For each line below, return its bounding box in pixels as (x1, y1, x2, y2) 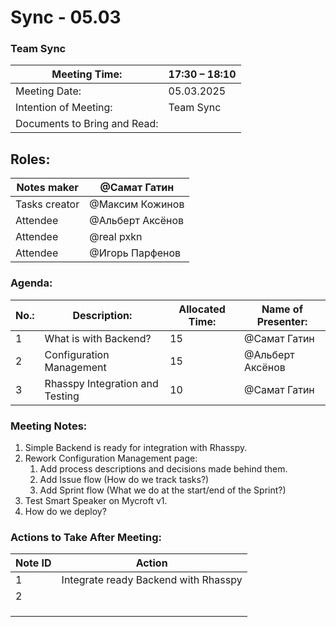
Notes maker (16, 181, 79, 195)
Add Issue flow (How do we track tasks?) (39, 473, 210, 485)
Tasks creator (15, 197, 80, 211)
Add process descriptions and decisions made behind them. (39, 462, 288, 475)
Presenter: (256, 314, 308, 328)
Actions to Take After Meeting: (10, 530, 163, 544)
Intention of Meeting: (15, 101, 113, 115)
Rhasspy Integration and (44, 376, 159, 390)
